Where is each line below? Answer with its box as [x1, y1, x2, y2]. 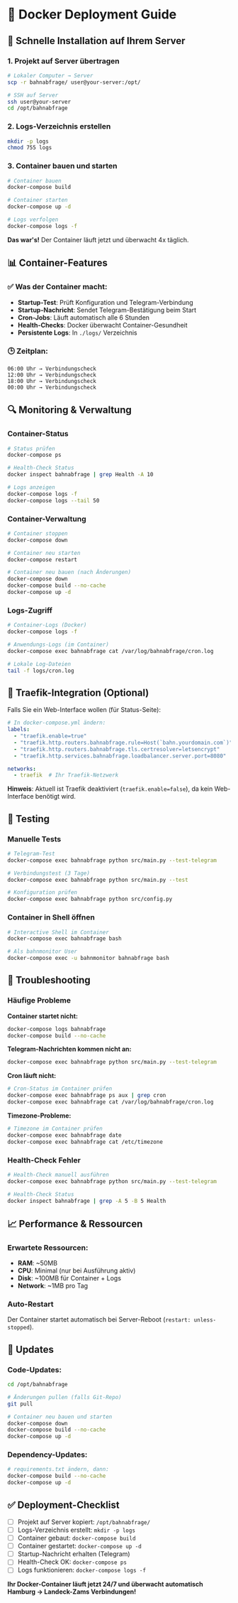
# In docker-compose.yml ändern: [7, 719, 106, 727]
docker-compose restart [7, 556, 78, 563]
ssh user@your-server [7, 98, 72, 105]
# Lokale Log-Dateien [7, 660, 72, 667]
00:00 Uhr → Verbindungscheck [7, 384, 97, 391]
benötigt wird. [35, 792, 76, 801]
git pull [7, 1400, 33, 1408]
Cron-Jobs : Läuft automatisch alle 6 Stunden [17, 313, 150, 322]
